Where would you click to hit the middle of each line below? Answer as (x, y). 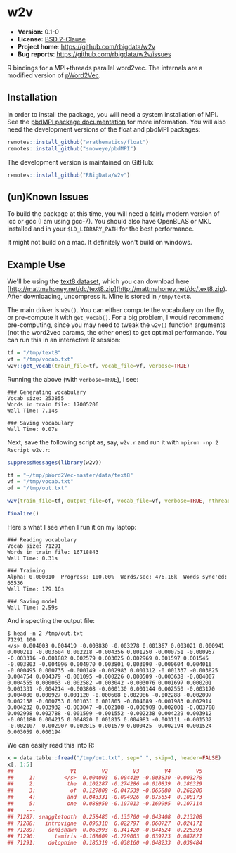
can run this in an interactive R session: (64, 340)
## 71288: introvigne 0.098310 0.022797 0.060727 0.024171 (105, 823)
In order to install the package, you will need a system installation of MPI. (113, 114)
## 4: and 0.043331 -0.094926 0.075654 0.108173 (105, 797)
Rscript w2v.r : (29, 449)
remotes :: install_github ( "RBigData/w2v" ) (69, 175)
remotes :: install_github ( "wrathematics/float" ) (78, 142)
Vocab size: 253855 (36, 398)
